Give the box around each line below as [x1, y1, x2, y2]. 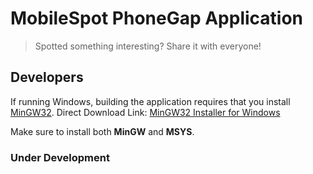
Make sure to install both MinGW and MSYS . [10, 125, 195, 137]
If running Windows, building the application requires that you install [10, 95, 291, 107]
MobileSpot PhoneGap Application [10, 7, 304, 30]
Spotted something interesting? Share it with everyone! [34, 40, 262, 52]
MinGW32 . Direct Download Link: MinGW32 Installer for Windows [10, 106, 281, 118]
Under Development [10, 150, 110, 164]
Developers [10, 69, 84, 86]
